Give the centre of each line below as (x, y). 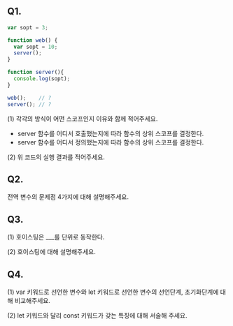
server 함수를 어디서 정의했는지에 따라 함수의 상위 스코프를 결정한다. (111, 142)
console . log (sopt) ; (42, 79)
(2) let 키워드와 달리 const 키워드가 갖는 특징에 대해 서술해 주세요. (97, 316)
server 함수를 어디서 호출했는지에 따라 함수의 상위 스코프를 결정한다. (111, 133)
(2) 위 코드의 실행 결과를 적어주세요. (56, 157)
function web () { (33, 40)
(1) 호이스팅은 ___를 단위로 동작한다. (56, 237)
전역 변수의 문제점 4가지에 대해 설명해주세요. (68, 197)
